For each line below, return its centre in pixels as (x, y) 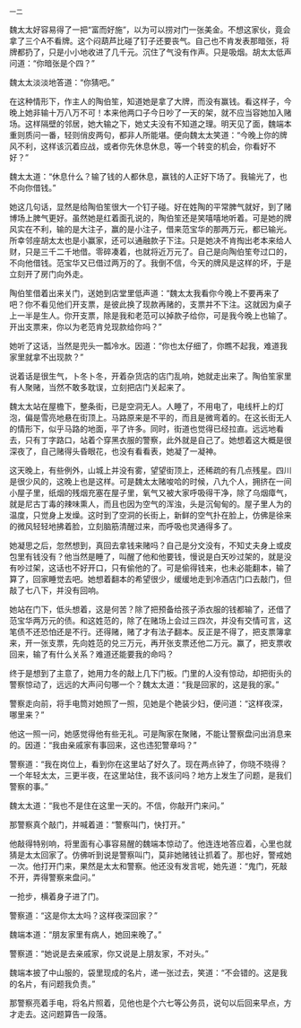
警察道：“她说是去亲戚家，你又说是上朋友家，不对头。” (109, 954)
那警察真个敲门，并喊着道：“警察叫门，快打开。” (97, 824)
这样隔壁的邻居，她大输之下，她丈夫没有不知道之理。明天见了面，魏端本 (158, 124)
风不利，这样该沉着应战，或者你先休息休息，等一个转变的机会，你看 (135, 146)
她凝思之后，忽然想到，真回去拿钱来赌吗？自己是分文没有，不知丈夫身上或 (146, 545)
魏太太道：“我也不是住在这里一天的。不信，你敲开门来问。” (117, 806)
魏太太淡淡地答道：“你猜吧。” (62, 82)
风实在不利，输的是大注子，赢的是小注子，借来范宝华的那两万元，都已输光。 (150, 229)
